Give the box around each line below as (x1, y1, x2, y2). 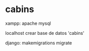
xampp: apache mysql (5, 20, 51, 26)
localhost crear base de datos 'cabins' (5, 30, 84, 36)
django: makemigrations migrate (5, 39, 72, 46)
